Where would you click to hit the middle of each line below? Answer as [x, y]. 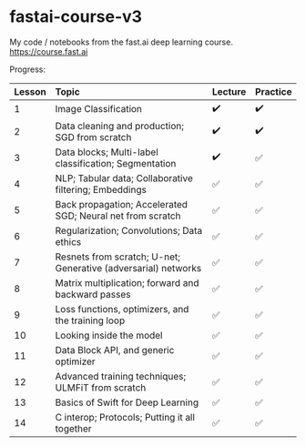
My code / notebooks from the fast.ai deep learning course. [122, 42]
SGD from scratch [93, 137]
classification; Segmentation [116, 163]
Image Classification [99, 109]
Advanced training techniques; [121, 376]
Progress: [27, 69]
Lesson [31, 91]
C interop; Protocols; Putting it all [125, 417]
